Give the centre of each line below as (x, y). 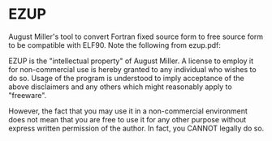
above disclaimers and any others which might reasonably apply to (121, 87)
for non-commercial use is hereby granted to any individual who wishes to (133, 69)
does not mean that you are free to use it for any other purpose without (127, 119)
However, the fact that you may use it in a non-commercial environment (128, 111)
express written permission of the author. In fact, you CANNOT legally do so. (136, 128)
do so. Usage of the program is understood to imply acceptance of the (127, 78)
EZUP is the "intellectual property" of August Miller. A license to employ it (131, 61)
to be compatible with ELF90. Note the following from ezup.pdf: (114, 45)
